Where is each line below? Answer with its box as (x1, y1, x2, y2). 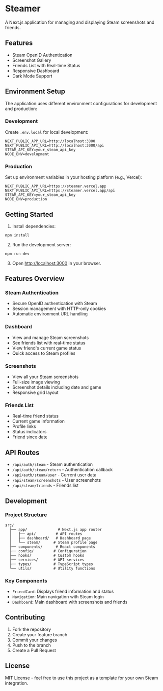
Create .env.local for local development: (5, 129, 88, 135)
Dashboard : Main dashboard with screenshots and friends (12, 599, 128, 605)
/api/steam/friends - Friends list (12, 482, 79, 489)
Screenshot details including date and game (12, 384, 102, 390)
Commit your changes (12, 637, 57, 643)
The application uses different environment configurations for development (5, 100, 157, 106)
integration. (5, 680, 28, 686)
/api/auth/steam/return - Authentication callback (12, 467, 113, 473)
